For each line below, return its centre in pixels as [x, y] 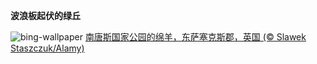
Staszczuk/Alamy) [47, 48]
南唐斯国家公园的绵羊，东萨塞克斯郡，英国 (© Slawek [195, 37]
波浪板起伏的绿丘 [45, 15]
